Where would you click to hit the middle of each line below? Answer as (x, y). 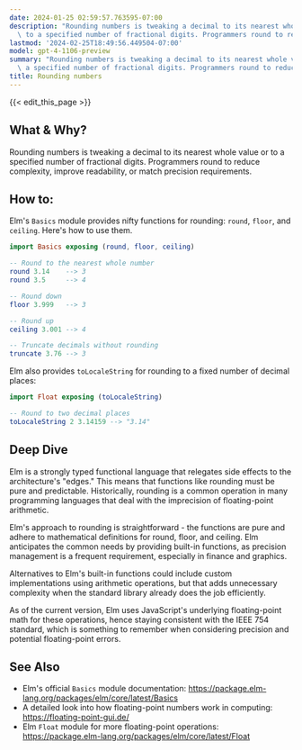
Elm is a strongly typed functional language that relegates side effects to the (151, 471)
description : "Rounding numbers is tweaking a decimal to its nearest (144, 26)
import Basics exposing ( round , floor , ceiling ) (102, 247)
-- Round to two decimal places (70, 413)
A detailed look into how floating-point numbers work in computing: (147, 708)
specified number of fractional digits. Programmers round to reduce (135, 161)
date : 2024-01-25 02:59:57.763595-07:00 (86, 18)
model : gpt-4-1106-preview (60, 51)
